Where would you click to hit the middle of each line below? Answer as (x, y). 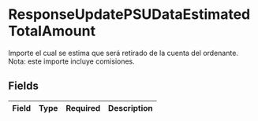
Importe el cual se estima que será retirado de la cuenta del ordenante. (123, 53)
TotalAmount (52, 31)
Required (83, 108)
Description (131, 108)
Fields (24, 86)
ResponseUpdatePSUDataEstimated (129, 15)
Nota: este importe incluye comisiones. (72, 61)
